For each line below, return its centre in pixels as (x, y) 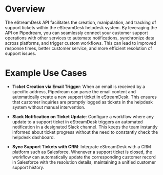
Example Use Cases (46, 73)
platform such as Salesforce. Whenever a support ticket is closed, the (82, 152)
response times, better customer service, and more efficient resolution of (79, 48)
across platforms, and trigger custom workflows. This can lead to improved (81, 43)
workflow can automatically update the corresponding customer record (84, 157)
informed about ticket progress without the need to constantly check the (85, 132)
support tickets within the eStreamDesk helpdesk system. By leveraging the (81, 27)
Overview (25, 9)
